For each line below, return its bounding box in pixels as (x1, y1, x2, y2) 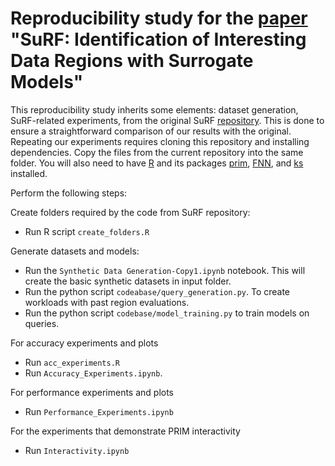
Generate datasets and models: (10, 245, 140, 257)
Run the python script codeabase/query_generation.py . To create (24, 285, 291, 297)
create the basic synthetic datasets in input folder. (24, 275, 232, 287)
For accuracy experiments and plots (10, 337, 159, 349)
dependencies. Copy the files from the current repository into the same (10, 146, 304, 158)
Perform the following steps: (10, 187, 128, 199)
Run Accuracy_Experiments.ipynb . (24, 367, 163, 379)
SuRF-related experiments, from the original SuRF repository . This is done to (10, 114, 325, 126)
